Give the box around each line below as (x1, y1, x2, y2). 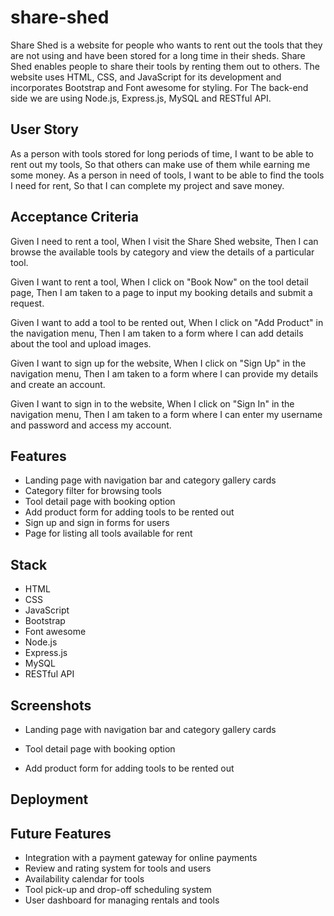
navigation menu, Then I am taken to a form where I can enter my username (10, 408, 323, 420)
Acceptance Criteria (10, 209, 139, 226)
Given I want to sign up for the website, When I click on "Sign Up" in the (10, 357, 307, 369)
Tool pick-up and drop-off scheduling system (24, 884, 212, 896)
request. (10, 297, 45, 309)
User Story (10, 121, 79, 138)
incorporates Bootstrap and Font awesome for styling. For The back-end (10, 81, 309, 93)
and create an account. (10, 378, 106, 390)
